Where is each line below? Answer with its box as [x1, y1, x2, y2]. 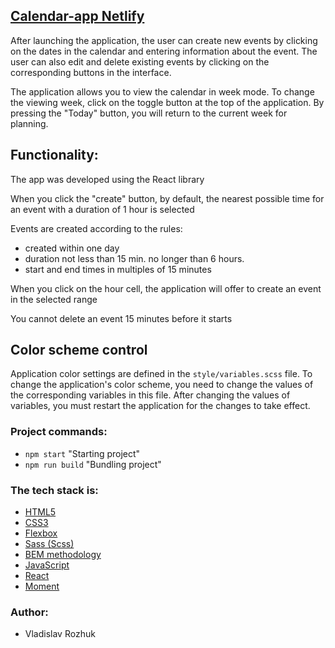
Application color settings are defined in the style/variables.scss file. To [10, 368, 313, 380]
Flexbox [24, 527, 58, 539]
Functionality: [10, 147, 99, 164]
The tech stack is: [10, 483, 99, 497]
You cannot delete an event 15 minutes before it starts [10, 312, 233, 324]
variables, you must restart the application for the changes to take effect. [10, 400, 311, 412]
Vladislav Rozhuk [24, 628, 96, 640]
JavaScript [24, 559, 70, 571]
